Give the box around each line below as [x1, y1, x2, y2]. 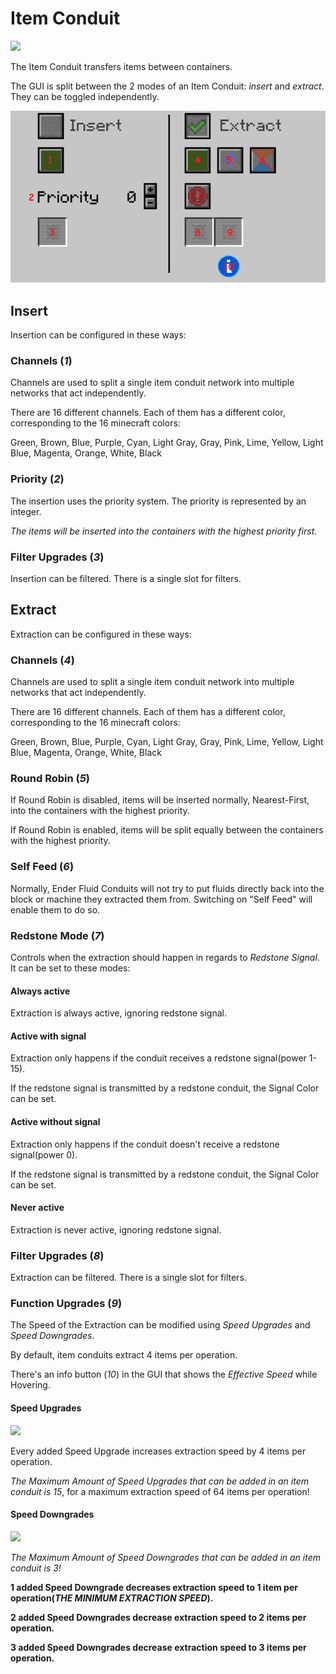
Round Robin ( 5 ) [10, 772, 91, 786]
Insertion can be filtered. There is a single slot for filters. [10, 573, 242, 585]
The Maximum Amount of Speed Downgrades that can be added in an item [10, 1551, 321, 1563]
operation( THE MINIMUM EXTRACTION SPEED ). [10, 1592, 214, 1604]
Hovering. [10, 1379, 51, 1391]
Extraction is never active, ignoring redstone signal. [10, 1223, 222, 1236]
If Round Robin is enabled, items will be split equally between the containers [10, 824, 324, 836]
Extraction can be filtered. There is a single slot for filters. [10, 1272, 247, 1284]
